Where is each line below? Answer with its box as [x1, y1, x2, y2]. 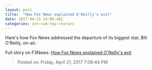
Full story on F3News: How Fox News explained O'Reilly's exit [5, 50, 132, 56]
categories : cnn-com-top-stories [5, 21, 75, 26]
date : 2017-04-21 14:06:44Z [5, 16, 64, 21]
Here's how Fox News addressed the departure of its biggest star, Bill [5, 35, 148, 41]
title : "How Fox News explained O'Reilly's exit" [5, 12, 112, 17]
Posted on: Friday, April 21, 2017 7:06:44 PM [17, 59, 108, 65]
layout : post [5, 7, 32, 12]
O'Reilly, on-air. [5, 40, 37, 46]
